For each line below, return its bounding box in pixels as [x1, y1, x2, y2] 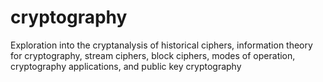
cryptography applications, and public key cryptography [10, 60, 242, 72]
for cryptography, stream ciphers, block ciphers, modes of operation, [10, 49, 296, 61]
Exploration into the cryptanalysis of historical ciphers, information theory [10, 39, 313, 51]
